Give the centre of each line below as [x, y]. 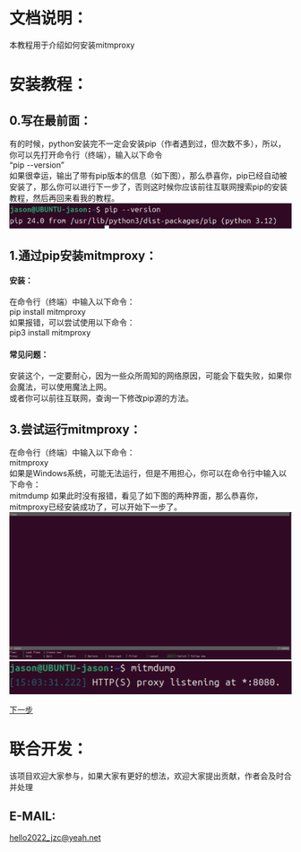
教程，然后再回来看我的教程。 [64, 197]
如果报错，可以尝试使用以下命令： [72, 323]
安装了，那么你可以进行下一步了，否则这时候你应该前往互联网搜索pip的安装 [149, 187]
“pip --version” [37, 165]
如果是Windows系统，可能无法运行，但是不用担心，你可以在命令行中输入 [144, 474]
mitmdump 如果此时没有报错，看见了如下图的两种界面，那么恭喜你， [136, 496]
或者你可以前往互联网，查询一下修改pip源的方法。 [102, 398]
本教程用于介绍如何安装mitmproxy [72, 45]
